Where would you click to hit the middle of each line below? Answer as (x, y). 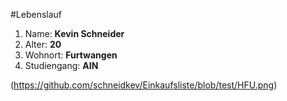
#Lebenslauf (36, 14)
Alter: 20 (43, 44)
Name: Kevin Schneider (74, 33)
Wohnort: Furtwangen (71, 55)
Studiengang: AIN (61, 65)
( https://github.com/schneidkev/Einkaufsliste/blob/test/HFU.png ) (144, 85)
